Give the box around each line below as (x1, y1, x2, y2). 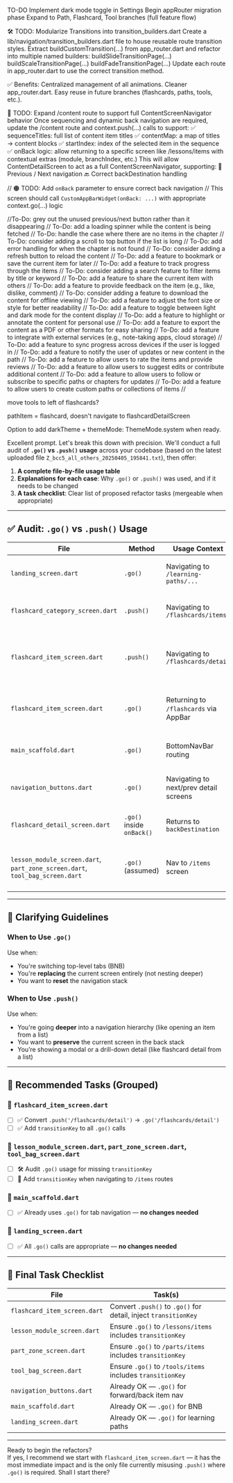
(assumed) (123, 866, 159, 875)
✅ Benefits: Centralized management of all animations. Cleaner (7, 80, 187, 88)
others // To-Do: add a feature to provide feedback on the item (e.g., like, (7, 282, 216, 289)
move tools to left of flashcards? (7, 398, 99, 406)
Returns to (166, 816, 200, 826)
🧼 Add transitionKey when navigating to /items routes (17, 1174, 173, 1183)
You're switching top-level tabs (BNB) (17, 962, 126, 970)
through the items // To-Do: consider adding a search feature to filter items (7, 267, 221, 275)
